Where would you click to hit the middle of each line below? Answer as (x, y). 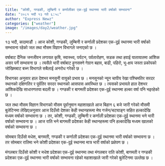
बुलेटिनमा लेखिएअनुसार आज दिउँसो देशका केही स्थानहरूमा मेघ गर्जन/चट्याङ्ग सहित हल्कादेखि (78, 110)
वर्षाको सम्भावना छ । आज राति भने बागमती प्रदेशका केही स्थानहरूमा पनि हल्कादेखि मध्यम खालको (79, 122)
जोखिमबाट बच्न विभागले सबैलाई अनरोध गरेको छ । (44, 68)
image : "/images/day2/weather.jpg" (41, 28)
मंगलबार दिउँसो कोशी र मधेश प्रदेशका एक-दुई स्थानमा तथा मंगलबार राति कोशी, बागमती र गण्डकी (79, 152)
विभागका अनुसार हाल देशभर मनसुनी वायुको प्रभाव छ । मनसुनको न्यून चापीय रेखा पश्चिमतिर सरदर (80, 78)
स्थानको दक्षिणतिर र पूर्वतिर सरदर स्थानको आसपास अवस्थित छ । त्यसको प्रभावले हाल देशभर (76, 84)
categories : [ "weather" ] (30, 23)
